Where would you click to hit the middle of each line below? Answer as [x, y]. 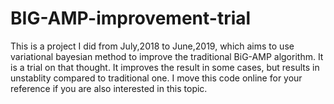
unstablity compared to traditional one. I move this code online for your [156, 78]
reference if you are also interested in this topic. [109, 88]
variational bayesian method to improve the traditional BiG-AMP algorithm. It [167, 56]
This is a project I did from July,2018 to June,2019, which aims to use [152, 46]
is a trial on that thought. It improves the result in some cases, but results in [165, 67]
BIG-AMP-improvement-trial [131, 18]
